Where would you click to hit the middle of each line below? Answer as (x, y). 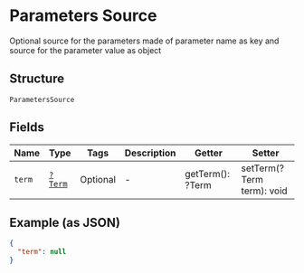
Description (150, 153)
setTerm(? (263, 168)
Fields (27, 127)
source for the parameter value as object (85, 50)
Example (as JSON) (65, 222)
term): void (264, 191)
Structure (37, 79)
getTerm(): (208, 174)
